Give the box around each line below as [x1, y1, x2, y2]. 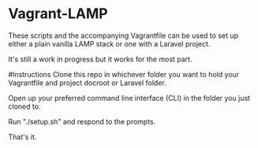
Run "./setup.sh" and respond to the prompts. [8, 117, 156, 126]
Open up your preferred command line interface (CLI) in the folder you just [8, 93, 251, 102]
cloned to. [8, 102, 41, 111]
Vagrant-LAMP [8, 5, 108, 23]
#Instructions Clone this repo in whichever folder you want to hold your [8, 69, 239, 79]
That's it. [8, 131, 37, 142]
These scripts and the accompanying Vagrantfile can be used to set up [8, 31, 239, 40]
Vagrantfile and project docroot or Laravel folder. [8, 78, 167, 87]
